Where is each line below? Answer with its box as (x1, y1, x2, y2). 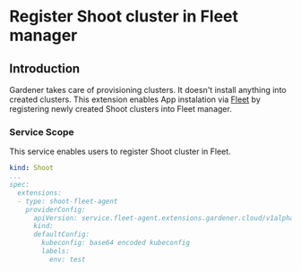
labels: (41, 247, 70, 256)
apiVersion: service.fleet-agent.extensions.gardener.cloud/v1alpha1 (32, 213, 298, 223)
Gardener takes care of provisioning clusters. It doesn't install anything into (9, 85, 287, 95)
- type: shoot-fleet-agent (17, 197, 118, 206)
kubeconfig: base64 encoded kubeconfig (41, 239, 191, 248)
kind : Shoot (9, 164, 54, 173)
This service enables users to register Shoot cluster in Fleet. (9, 146, 231, 157)
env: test (48, 255, 87, 264)
